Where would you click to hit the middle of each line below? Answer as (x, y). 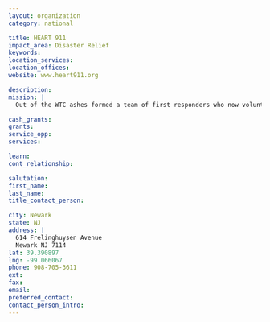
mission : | (27, 97)
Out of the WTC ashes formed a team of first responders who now (127, 105)
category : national (41, 23)
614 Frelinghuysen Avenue (59, 237)
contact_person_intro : (46, 305)
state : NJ (25, 223)
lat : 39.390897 (34, 253)
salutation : (28, 178)
